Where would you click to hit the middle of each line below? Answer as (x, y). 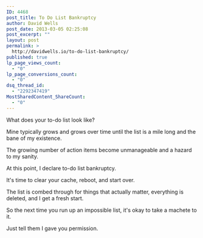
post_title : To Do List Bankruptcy (51, 18)
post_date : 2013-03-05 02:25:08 (47, 29)
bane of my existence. (34, 138)
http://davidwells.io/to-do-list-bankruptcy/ (71, 52)
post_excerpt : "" (28, 35)
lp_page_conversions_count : (42, 74)
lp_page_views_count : (34, 63)
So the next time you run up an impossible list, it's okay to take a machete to (102, 210)
